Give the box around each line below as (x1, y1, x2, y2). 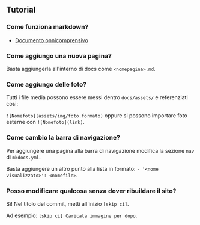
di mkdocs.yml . (6, 153, 41, 161)
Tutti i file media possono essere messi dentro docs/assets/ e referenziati (6, 94, 188, 101)
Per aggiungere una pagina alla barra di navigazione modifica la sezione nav (6, 147, 195, 154)
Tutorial (6, 5, 36, 15)
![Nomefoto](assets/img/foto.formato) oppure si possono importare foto (6, 112, 187, 119)
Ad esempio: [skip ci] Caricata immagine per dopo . (6, 212, 138, 219)
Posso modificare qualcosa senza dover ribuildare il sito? (6, 186, 177, 195)
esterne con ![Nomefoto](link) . (6, 119, 85, 126)
